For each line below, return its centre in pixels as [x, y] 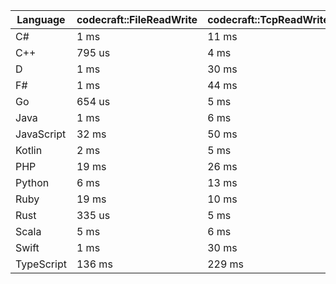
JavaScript [41, 134]
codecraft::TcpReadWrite [268, 19]
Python [32, 182]
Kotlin [29, 150]
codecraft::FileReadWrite [137, 19]
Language [41, 19]
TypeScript [41, 264]
